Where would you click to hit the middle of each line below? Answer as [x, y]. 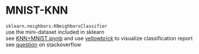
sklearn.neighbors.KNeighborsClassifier [57, 26]
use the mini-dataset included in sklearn [55, 32]
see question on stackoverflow [44, 45]
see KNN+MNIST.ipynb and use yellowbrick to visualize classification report [99, 38]
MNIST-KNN [37, 10]
